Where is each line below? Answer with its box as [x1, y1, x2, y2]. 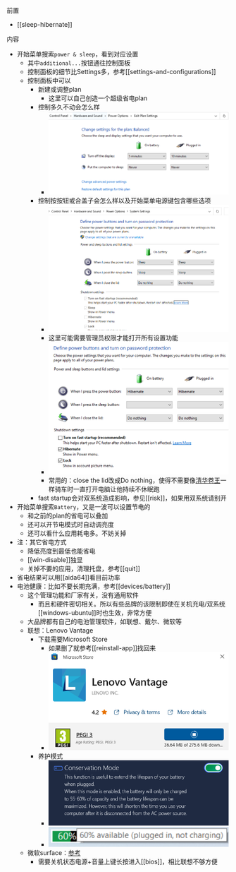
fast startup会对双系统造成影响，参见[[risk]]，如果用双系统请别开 [37, 494, 227, 502]
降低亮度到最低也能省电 [27, 547, 96, 555]
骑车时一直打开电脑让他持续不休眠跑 [54, 484, 160, 493]
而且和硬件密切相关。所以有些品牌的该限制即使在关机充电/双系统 [37, 599, 226, 608]
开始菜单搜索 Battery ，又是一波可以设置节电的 [16, 502, 151, 510]
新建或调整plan [37, 85, 82, 93]
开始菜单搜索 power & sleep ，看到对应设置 [16, 50, 139, 58]
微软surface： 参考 [27, 849, 81, 857]
